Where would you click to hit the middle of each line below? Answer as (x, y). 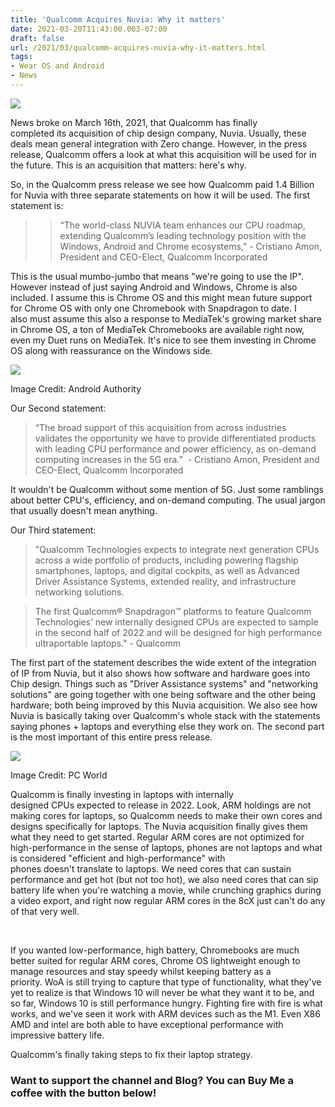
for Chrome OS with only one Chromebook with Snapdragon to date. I (153, 308)
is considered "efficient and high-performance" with (118, 858)
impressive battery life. (57, 1035)
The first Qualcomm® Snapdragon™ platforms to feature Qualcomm (173, 611)
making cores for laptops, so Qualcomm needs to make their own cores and (166, 815)
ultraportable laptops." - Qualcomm (107, 643)
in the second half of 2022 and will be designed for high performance (178, 632)
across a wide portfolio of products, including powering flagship (166, 560)
